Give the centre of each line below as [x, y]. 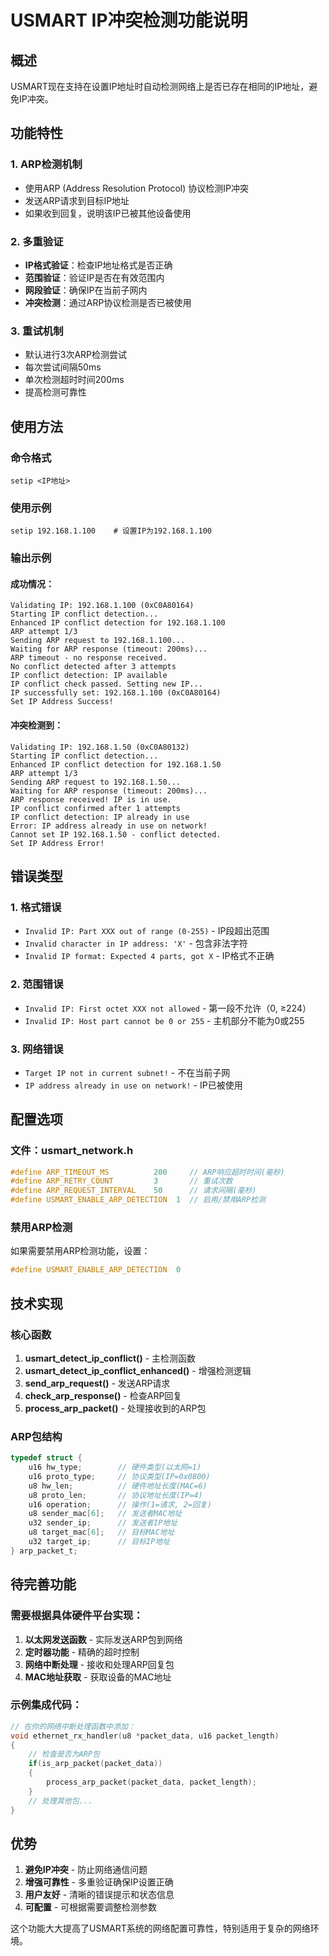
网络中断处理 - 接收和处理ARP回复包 [99, 1664]
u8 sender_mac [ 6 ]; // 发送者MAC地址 [105, 1514]
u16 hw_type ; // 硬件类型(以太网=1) [115, 1467]
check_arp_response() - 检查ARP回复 [103, 1395]
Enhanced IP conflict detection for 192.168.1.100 [118, 623]
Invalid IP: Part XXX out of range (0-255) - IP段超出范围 [147, 931]
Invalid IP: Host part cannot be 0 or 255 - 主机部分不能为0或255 [164, 1020]
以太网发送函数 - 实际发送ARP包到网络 [103, 1639]
